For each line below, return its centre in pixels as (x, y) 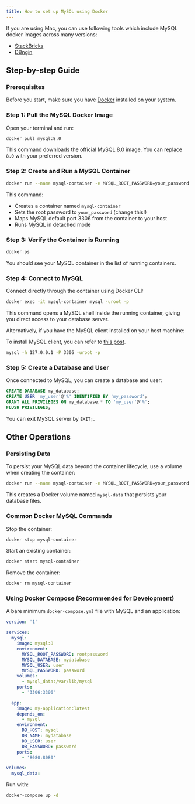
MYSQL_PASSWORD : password (53, 671)
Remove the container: (33, 573)
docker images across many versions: (52, 34)
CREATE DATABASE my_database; (43, 391)
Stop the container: (29, 529)
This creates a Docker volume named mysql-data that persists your (86, 495)
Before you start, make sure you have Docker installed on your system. (91, 100)
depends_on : (31, 714)
